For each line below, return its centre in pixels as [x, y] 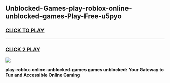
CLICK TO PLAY [25, 31]
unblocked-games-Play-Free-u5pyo [64, 16]
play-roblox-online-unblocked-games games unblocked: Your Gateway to [85, 69]
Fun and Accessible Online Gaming [43, 75]
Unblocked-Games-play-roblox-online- [69, 8]
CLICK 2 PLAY [23, 49]
